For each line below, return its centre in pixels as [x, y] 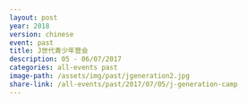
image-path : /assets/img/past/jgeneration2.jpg [100, 76]
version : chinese [42, 34]
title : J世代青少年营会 [49, 51]
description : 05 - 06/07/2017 [66, 59]
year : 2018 [30, 26]
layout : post [34, 17]
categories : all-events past [64, 68]
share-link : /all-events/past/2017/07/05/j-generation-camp [124, 84]
